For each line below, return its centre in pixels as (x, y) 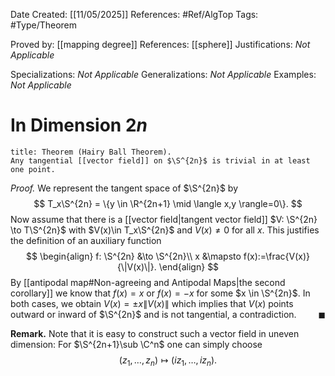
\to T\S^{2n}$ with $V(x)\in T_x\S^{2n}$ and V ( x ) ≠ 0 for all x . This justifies (165, 230)
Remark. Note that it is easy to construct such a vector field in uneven (155, 333)
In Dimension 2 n (79, 125)
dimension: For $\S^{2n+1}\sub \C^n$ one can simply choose (136, 344)
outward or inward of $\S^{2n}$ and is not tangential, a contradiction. (153, 314)
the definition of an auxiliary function (86, 240)
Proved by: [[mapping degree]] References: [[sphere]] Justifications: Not (160, 44)
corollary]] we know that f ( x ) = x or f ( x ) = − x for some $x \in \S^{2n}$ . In (160, 293)
